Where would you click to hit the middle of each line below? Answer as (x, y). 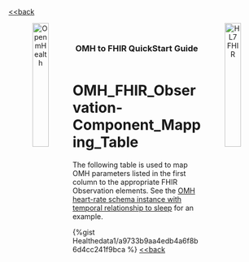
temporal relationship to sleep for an (133, 208)
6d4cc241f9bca (99, 249)
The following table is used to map (131, 165)
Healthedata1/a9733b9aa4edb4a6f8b (135, 241)
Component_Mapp (137, 125)
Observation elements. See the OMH (134, 191)
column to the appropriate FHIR (125, 182)
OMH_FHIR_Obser (135, 90)
